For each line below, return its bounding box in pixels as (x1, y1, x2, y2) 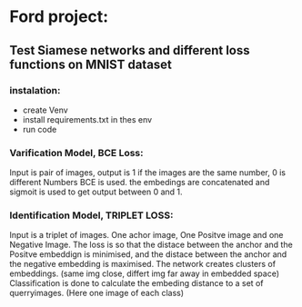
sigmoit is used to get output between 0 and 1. (9, 186, 184, 197)
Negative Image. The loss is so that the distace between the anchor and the (9, 239, 293, 251)
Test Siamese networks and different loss (9, 43, 250, 58)
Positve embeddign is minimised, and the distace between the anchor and (9, 249, 287, 260)
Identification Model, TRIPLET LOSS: (9, 209, 174, 222)
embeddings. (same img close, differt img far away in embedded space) (9, 268, 280, 279)
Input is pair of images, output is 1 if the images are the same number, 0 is (9, 167, 287, 178)
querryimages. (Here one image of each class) (9, 288, 185, 299)
